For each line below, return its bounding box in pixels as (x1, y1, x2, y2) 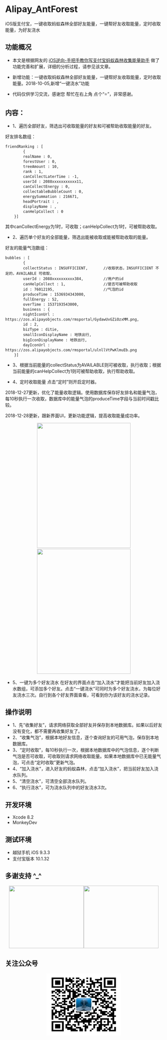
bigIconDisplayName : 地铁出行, (23, 337, 87, 342)
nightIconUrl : (23, 311, 55, 317)
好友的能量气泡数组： (5, 244, 49, 250)
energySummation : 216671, (23, 194, 79, 199)
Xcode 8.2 (12, 814, 34, 820)
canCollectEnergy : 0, (23, 184, 70, 189)
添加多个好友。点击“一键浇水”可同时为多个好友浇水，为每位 (34, 685, 157, 691)
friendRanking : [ (5, 144, 43, 149)
